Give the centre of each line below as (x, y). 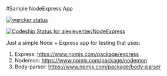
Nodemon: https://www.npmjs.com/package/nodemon (81, 60)
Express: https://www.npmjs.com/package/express (77, 54)
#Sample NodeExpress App (40, 9)
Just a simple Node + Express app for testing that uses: (74, 43)
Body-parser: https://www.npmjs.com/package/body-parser (88, 67)
